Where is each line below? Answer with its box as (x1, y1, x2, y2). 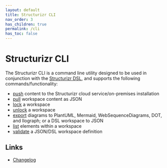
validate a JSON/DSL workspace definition (12, 128, 103, 134)
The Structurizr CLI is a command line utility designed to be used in (5, 70, 147, 76)
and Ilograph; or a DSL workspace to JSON (12, 118, 104, 124)
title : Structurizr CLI (5, 12, 56, 17)
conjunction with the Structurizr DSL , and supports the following (5, 75, 140, 81)
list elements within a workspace (12, 123, 82, 129)
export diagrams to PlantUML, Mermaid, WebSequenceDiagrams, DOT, (12, 112, 162, 118)
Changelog (12, 156, 36, 163)
